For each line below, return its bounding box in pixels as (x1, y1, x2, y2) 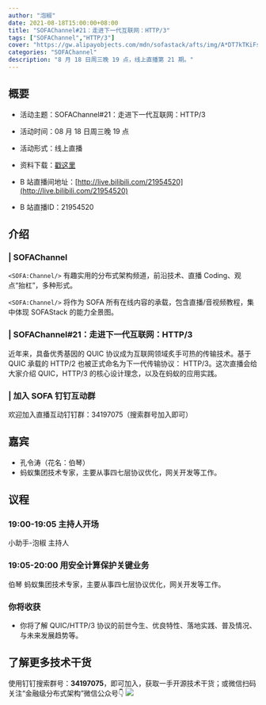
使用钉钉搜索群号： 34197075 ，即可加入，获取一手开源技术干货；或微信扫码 (8, 678, 256, 688)
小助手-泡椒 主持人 (8, 538, 70, 547)
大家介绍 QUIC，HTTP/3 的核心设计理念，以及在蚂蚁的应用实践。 (8, 368, 222, 378)
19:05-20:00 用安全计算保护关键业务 (8, 560, 150, 571)
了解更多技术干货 (8, 656, 92, 669)
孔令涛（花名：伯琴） (19, 457, 89, 467)
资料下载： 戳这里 (19, 160, 76, 170)
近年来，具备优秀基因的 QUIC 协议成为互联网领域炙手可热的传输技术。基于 (8, 349, 252, 358)
